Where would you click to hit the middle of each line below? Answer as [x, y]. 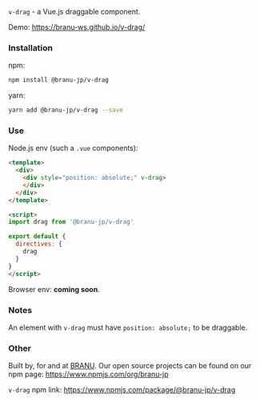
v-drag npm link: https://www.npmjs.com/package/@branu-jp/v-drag [122, 390]
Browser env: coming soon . [54, 289]
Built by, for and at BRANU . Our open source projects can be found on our [130, 366]
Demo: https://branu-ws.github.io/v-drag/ [77, 27]
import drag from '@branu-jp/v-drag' [71, 222]
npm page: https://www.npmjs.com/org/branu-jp [89, 374]
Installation [31, 47]
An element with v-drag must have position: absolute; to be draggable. [128, 327]
